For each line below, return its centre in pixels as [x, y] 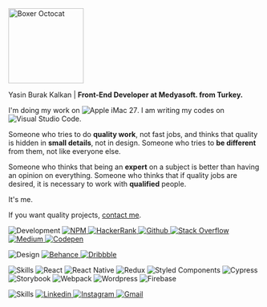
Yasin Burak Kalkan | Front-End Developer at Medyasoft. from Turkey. [125, 95]
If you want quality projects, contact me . [75, 215]
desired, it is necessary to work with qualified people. [97, 184]
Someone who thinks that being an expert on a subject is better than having [134, 167]
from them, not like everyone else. [65, 151]
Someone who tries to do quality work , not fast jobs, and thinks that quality [133, 134]
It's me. [21, 199]
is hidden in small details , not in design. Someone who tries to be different [132, 143]
